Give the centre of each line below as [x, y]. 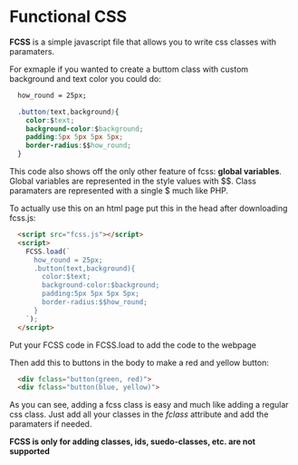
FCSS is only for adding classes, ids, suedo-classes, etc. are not [133, 441]
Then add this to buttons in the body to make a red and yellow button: [139, 362]
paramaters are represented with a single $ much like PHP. [119, 191]
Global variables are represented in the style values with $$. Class [133, 181]
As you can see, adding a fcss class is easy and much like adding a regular [149, 405]
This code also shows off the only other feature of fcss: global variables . [146, 172]
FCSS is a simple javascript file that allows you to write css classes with [143, 42]
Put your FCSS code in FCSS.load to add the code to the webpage [133, 345]
